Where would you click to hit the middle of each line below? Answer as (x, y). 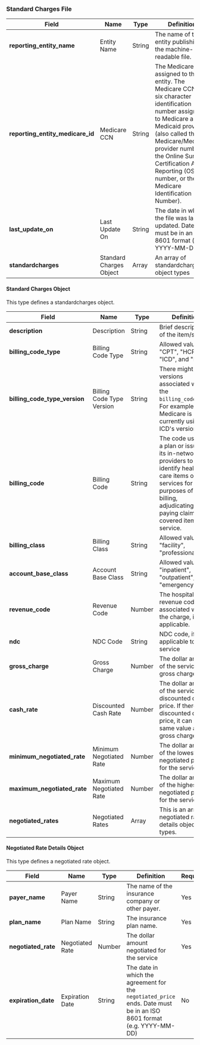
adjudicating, (177, 505)
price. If (170, 706)
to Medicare (171, 119)
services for (176, 483)
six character (173, 96)
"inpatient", (175, 569)
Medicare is (176, 413)
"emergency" (178, 584)
